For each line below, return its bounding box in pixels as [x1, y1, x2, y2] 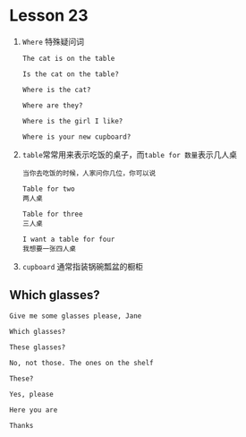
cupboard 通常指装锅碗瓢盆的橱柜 [21, 261, 144, 271]
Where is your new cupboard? [21, 132, 131, 141]
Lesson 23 [9, 5, 89, 26]
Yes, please [9, 390, 54, 398]
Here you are [9, 405, 58, 415]
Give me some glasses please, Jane [9, 311, 142, 321]
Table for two [21, 184, 75, 193]
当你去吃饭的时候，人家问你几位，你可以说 [21, 168, 157, 177]
